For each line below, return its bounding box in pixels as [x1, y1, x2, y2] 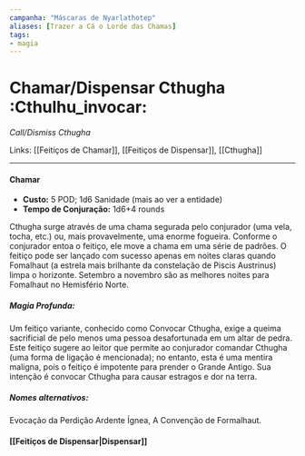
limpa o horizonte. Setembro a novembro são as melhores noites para [9, 270, 270, 281]
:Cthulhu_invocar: [9, 97, 148, 118]
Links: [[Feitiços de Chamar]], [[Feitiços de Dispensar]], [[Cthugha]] [9, 144, 263, 155]
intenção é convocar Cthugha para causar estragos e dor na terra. [9, 372, 258, 382]
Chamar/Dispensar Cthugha [9, 78, 226, 98]
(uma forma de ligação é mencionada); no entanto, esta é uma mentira [9, 352, 273, 363]
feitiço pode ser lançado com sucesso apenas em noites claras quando [9, 251, 277, 262]
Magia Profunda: [9, 300, 75, 311]
